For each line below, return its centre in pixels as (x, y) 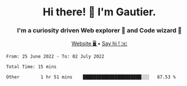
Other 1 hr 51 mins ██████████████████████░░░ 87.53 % (91, 77)
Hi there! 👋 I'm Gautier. (99, 12)
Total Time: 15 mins (32, 67)
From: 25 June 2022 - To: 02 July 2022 (55, 57)
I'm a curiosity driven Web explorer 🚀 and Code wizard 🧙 (99, 31)
